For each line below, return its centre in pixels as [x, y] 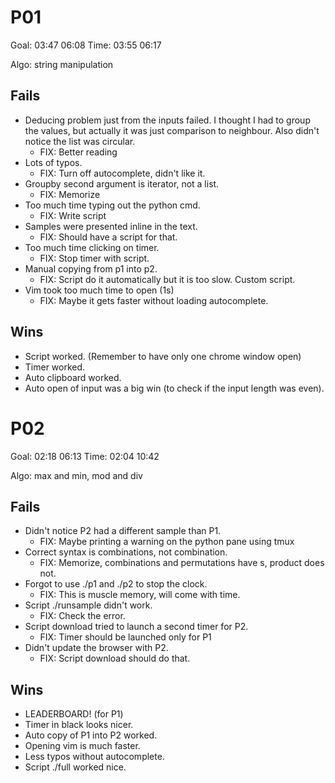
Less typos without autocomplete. [94, 757]
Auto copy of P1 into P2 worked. [91, 735]
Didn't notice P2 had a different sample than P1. [123, 531]
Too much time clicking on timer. [92, 247]
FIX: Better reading [78, 152]
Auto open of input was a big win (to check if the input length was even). [174, 388]
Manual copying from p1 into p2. [91, 268]
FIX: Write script [73, 215]
